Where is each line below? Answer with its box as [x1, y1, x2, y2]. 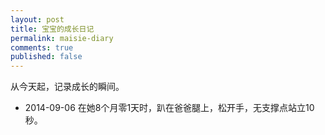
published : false [10, 52, 83, 62]
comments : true [10, 42, 74, 53]
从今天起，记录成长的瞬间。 [10, 81, 125, 93]
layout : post [10, 14, 65, 25]
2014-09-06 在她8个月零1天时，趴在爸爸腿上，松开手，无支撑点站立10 [24, 102, 315, 114]
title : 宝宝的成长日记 [10, 24, 95, 34]
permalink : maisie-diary [10, 33, 114, 43]
